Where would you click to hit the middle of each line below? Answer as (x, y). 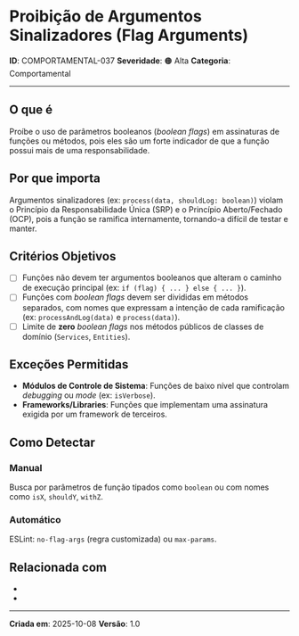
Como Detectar (52, 442)
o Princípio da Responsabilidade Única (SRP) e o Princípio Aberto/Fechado (146, 209)
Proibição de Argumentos (105, 17)
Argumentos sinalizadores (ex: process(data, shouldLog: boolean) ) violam (146, 200)
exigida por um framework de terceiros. (94, 414)
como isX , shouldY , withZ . (57, 497)
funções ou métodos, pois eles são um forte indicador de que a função (139, 141)
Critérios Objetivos (63, 256)
